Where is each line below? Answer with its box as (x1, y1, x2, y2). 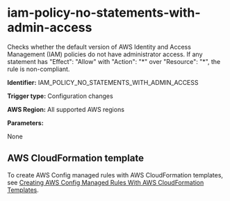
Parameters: (7, 118, 44, 127)
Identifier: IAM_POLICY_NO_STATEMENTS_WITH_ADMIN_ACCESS (7, 78, 199, 86)
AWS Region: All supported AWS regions (7, 105, 125, 113)
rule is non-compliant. (7, 65, 70, 73)
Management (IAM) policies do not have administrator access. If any (7, 50, 203, 58)
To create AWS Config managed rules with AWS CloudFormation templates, (7, 170, 224, 179)
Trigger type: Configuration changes (7, 92, 113, 100)
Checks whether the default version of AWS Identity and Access (7, 42, 191, 51)
